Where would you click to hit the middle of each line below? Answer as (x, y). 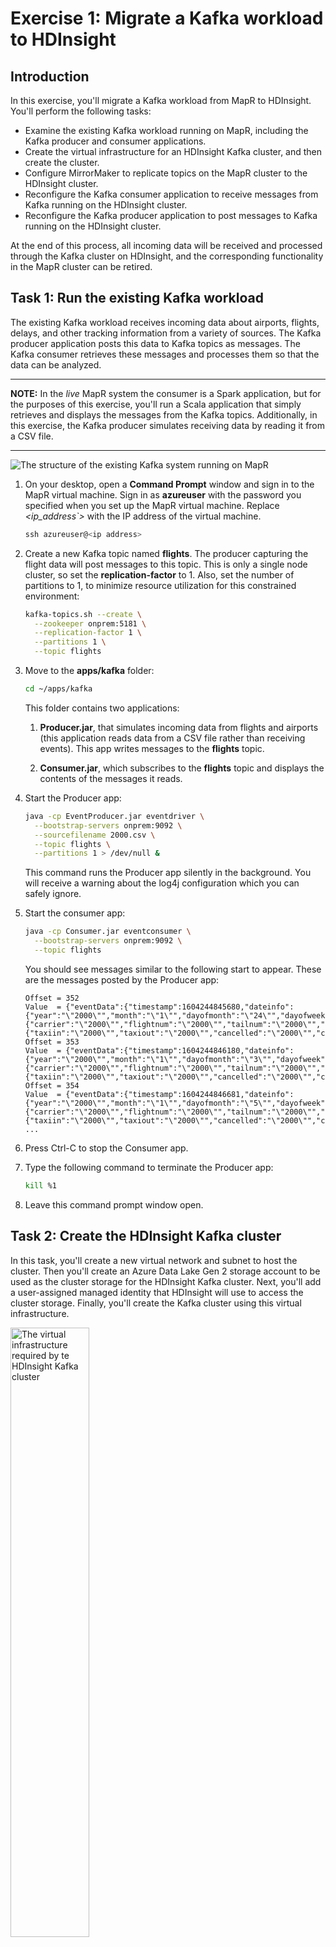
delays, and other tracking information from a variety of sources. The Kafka (166, 333)
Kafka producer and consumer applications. (115, 141)
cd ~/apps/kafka (58, 689)
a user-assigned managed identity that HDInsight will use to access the (157, 1292)
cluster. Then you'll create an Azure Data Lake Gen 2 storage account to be (165, 1271)
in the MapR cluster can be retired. (81, 266)
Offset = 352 (52, 998)
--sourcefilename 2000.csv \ (95, 835)
